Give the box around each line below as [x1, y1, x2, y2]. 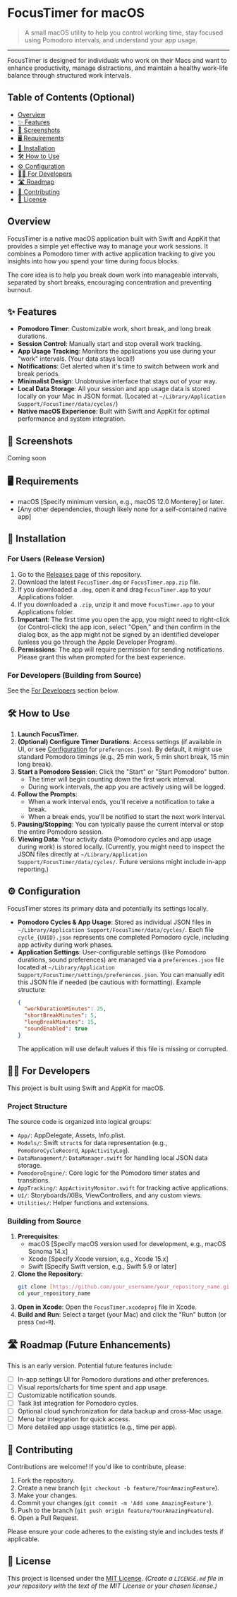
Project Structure [7, 1101, 68, 1111]
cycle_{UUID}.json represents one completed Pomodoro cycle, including [17, 933, 229, 941]
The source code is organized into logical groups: [7, 1117, 152, 1125]
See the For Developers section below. [7, 686, 120, 695]
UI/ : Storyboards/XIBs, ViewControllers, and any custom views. [17, 1191, 202, 1200]
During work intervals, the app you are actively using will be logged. [28, 782, 226, 791]
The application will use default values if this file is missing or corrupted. [17, 1044, 228, 1053]
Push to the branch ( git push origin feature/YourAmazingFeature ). [17, 1506, 214, 1515]
